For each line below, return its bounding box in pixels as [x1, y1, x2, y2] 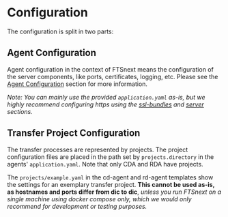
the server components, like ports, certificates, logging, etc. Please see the [7, 72, 218, 81]
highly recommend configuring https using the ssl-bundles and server [7, 100, 204, 108]
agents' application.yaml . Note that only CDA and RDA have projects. [7, 160, 203, 168]
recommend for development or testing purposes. [7, 202, 147, 210]
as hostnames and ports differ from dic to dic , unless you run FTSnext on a [7, 188, 222, 196]
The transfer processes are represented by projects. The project [7, 145, 188, 154]
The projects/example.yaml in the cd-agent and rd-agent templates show [7, 173, 214, 182]
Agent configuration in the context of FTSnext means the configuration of [7, 65, 214, 73]
